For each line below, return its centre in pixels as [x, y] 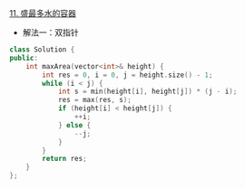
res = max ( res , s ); [94, 100]
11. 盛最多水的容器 [43, 13]
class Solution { [42, 50]
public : [24, 58]
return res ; [65, 159]
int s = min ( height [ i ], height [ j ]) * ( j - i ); [147, 92]
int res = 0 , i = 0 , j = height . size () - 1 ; [127, 75]
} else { [74, 125]
